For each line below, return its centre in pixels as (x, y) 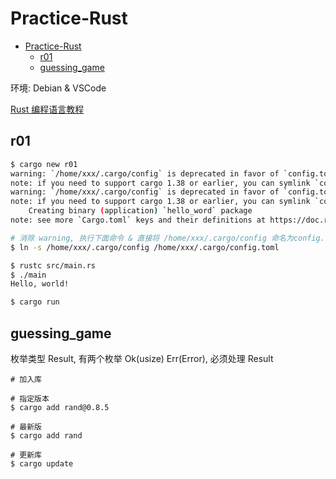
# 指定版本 (30, 398)
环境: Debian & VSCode (58, 88)
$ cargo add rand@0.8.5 (60, 407)
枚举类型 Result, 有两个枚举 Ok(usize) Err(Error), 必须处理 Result (142, 358)
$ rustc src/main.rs (53, 265)
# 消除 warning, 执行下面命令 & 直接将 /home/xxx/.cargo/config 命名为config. (167, 238)
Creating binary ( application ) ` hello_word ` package (140, 211)
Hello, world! (40, 284)
